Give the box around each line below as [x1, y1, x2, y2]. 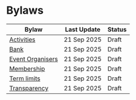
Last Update [65, 25, 101, 34]
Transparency [9, 84, 49, 92]
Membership [9, 64, 45, 72]
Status [107, 25, 127, 34]
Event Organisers [9, 54, 58, 63]
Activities [9, 35, 36, 44]
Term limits [9, 74, 41, 83]
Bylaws [6, 4, 44, 17]
